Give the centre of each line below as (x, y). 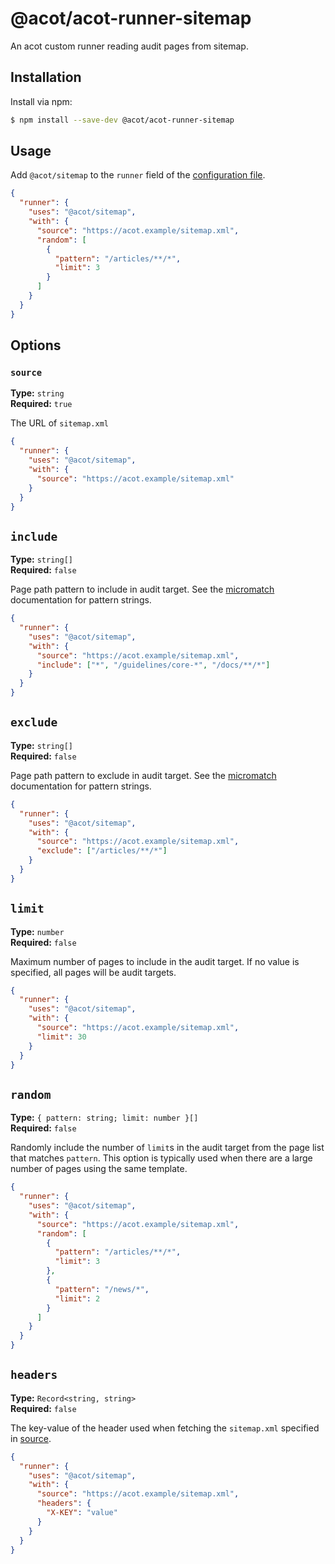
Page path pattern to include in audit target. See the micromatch (142, 589)
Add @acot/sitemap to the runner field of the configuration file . (138, 175)
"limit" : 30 (61, 1037)
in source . (31, 1438)
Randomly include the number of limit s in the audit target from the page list (167, 1148)
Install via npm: (41, 101)
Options (36, 345)
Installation (46, 77)
